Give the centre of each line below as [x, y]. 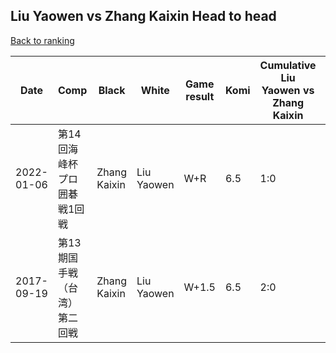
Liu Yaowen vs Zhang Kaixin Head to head [143, 16]
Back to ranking [42, 40]
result [200, 96]
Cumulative [288, 65]
